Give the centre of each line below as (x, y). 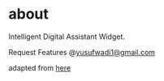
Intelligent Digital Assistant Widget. (67, 36)
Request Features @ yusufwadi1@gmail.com (82, 52)
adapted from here (40, 68)
